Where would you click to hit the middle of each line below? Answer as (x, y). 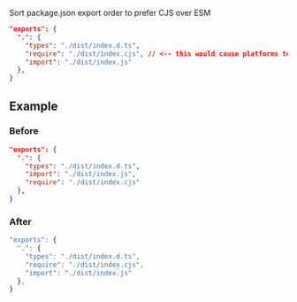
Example (34, 106)
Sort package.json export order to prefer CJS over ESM (110, 13)
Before (24, 131)
